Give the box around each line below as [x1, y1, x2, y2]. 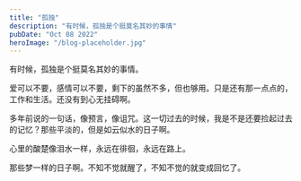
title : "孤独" [9, 13, 60, 22]
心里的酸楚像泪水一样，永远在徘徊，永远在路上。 [9, 143, 190, 154]
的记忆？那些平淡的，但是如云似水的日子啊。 [9, 125, 175, 135]
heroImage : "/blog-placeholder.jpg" [9, 38, 146, 47]
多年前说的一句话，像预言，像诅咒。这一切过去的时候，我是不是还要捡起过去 [9, 113, 293, 124]
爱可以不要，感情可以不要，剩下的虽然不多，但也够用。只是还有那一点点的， [9, 82, 293, 94]
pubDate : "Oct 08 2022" [9, 30, 99, 39]
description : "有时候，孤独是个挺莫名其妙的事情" [9, 22, 177, 30]
